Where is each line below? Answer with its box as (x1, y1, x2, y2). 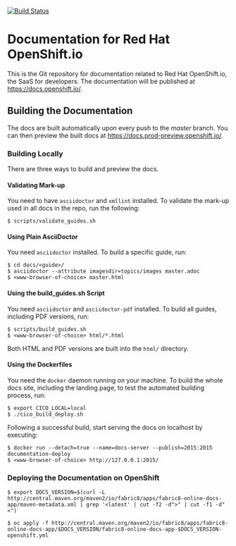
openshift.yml (7, 532, 49, 539)
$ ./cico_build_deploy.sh (7, 411, 83, 418)
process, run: (7, 391, 46, 399)
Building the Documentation (7, 105, 133, 117)
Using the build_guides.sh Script (7, 289, 105, 297)
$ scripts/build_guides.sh (7, 325, 87, 333)
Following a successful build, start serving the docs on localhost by (7, 423, 203, 431)
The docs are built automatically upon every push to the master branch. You (7, 123, 228, 132)
